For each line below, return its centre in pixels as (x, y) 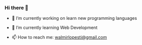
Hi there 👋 (17, 8)
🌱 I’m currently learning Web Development (55, 28)
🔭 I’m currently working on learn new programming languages (74, 18)
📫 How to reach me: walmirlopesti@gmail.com (59, 37)
